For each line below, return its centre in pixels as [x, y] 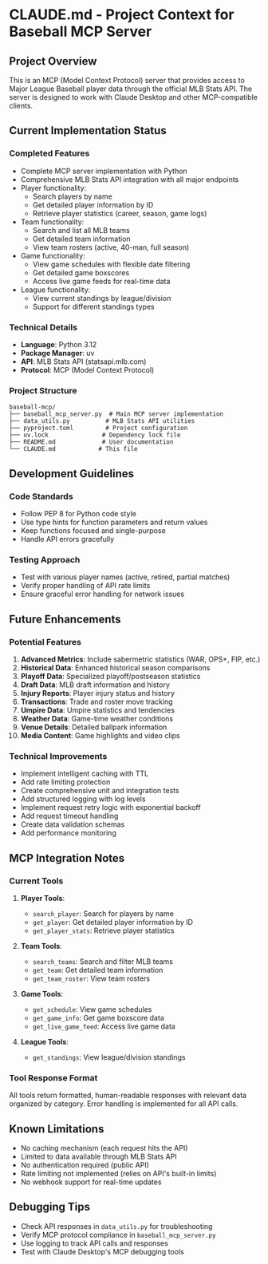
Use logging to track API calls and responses [94, 1243]
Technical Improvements [58, 756]
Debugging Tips [50, 1207]
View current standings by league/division [102, 298]
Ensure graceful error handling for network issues [102, 594]
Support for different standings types [93, 306]
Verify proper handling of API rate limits [85, 586]
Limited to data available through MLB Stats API [99, 1157]
